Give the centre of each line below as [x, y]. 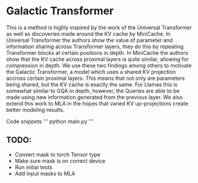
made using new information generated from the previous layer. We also [95, 97]
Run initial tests [33, 167]
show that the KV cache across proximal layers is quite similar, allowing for [98, 59]
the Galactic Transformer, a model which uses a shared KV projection [91, 72]
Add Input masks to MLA [45, 173]
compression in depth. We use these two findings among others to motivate [99, 65]
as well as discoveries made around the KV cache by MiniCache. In [88, 33]
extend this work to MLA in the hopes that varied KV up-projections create [97, 103]
